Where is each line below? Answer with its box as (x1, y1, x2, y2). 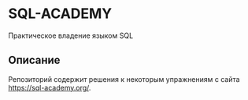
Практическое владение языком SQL (8, 31, 134, 40)
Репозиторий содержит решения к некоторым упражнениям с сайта (8, 74, 240, 83)
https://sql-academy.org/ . (8, 83, 91, 92)
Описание (8, 54, 61, 67)
